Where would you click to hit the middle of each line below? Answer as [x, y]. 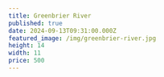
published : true [35, 23]
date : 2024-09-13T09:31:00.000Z [62, 30]
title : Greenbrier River [50, 16]
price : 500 [27, 61]
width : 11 [25, 53]
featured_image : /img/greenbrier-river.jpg [82, 38]
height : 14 [27, 46]
